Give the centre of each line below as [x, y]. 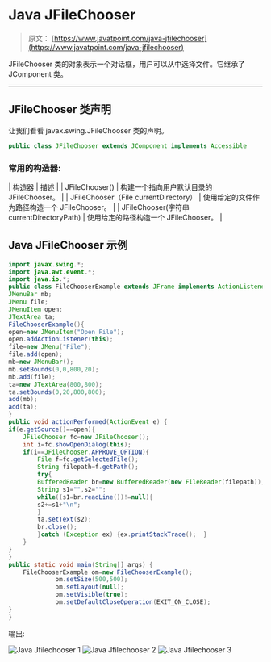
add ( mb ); [23, 400]
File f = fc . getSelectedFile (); [88, 459]
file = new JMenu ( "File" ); [50, 347]
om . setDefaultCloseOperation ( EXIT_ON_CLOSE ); [133, 602]
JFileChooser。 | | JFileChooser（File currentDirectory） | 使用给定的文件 [131, 197]
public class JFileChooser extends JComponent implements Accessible [128, 146]
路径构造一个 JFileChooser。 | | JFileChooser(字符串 [102, 207]
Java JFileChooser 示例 [68, 245]
